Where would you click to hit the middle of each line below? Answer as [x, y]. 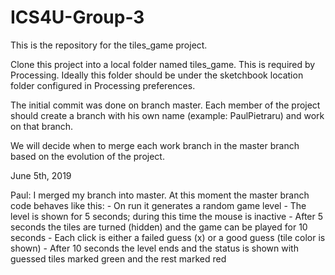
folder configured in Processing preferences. [103, 85]
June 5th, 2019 [41, 175]
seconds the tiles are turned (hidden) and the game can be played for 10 [159, 227]
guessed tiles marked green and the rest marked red [118, 258]
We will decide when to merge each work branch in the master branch [155, 145]
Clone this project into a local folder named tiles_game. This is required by [163, 64]
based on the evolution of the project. [87, 156]
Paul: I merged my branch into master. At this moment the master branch [160, 195]
